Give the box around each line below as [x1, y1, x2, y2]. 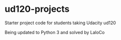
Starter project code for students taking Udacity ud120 [4, 20, 116, 26]
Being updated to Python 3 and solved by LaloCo [4, 29, 105, 35]
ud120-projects [4, 3, 70, 15]
